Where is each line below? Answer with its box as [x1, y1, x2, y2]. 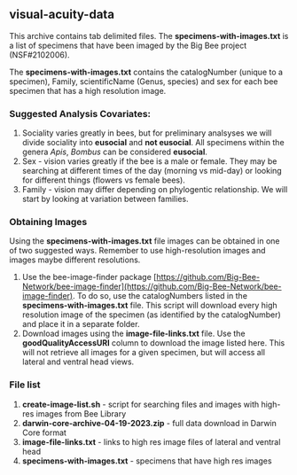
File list [9, 378, 42, 391]
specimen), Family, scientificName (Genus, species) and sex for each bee [9, 75, 278, 87]
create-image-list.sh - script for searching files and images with [21, 399, 260, 409]
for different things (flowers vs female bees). [21, 175, 186, 185]
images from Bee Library [35, 408, 127, 419]
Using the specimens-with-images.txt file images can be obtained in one [9, 236, 281, 246]
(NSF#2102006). [9, 49, 70, 60]
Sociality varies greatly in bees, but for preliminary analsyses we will [21, 128, 272, 138]
